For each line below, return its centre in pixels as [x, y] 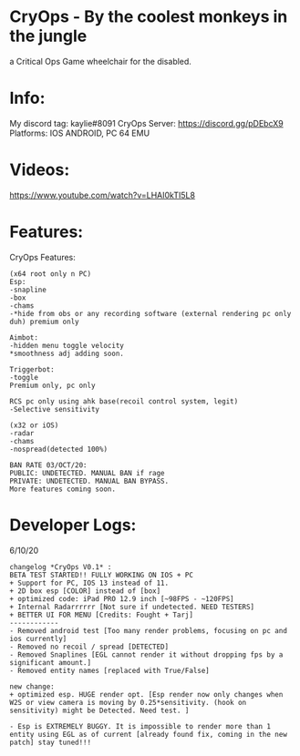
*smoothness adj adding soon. [67, 353]
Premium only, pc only [52, 385]
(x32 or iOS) [34, 425]
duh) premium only [44, 322]
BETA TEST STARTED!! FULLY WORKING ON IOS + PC [102, 575]
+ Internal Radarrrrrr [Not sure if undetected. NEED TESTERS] [132, 607]
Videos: [40, 170]
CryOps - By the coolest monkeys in [149, 17]
